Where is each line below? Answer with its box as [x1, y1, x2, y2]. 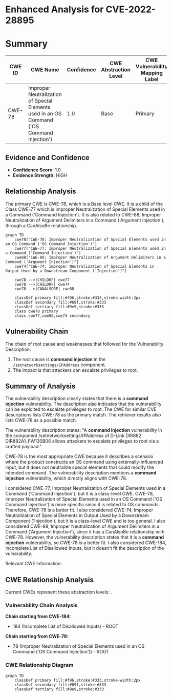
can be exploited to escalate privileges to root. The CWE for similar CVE [5, 406, 157, 412]
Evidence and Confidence [5, 153, 90, 162]
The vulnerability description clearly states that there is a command [5, 395, 148, 402]
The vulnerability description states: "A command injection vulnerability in [5, 427, 162, 433]
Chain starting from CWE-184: [5, 613, 71, 620]
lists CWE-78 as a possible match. [5, 417, 77, 424]
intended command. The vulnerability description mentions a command [5, 470, 157, 476]
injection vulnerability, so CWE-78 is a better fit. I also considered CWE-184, [5, 540, 166, 546]
